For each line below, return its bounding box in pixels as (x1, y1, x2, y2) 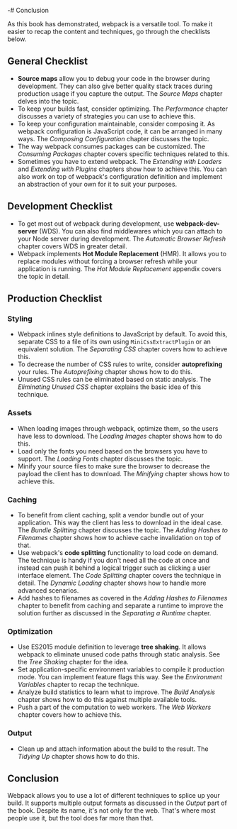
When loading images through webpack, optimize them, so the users (17, 424, 219, 432)
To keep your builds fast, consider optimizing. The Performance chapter (17, 104, 229, 113)
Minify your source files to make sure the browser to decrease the (17, 461, 210, 471)
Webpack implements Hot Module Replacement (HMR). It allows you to (17, 249, 227, 258)
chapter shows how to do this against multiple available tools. (17, 696, 197, 704)
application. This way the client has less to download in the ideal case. (17, 518, 223, 527)
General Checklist (7, 55, 88, 67)
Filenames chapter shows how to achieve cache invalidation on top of (17, 533, 221, 542)
